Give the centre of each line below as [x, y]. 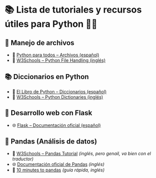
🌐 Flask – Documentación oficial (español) [56, 125]
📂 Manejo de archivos [40, 43]
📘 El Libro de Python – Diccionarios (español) [59, 91]
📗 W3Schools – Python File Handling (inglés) [59, 60]
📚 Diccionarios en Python [47, 77]
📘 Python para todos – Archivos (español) [56, 55]
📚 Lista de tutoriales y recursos [73, 10]
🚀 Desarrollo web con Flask [49, 113]
